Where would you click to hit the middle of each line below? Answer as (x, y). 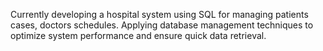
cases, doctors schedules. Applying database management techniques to (162, 25)
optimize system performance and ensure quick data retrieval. (138, 35)
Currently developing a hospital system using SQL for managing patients (159, 14)
